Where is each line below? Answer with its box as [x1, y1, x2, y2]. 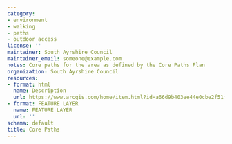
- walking [7, 23, 36, 30]
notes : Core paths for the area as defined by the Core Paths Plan [7, 62, 206, 69]
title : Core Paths [7, 126, 60, 133]
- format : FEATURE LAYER [7, 100, 79, 107]
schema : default [7, 119, 54, 127]
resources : [7, 74, 39, 82]
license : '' [7, 42, 41, 49]
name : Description [13, 87, 67, 94]
